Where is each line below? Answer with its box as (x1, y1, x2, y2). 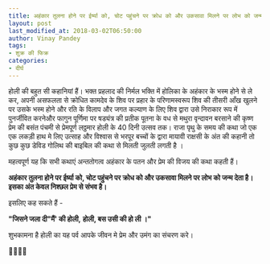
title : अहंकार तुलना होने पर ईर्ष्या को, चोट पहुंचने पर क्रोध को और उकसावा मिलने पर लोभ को (8, 11, 251, 20)
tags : (8, 42, 27, 50)
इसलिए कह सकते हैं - (8, 198, 63, 208)
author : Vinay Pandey (8, 34, 81, 43)
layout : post (8, 19, 52, 27)
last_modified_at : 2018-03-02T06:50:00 (8, 27, 142, 35)
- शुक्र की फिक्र (8, 49, 49, 57)
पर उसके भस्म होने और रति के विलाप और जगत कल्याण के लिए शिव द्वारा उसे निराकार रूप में (8, 104, 239, 113)
